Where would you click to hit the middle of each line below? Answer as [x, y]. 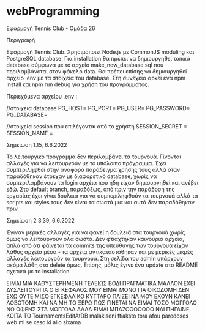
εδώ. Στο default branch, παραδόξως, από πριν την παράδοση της [91, 189]
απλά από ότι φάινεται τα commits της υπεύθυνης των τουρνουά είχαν [97, 245]
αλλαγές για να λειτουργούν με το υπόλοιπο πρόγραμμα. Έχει [87, 163]
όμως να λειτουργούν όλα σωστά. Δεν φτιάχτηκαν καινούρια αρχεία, [95, 239]
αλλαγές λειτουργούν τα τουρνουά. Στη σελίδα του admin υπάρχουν [95, 258]
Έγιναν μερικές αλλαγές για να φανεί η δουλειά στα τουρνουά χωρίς [96, 232]
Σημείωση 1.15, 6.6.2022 [37, 144]
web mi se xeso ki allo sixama [44, 322]
